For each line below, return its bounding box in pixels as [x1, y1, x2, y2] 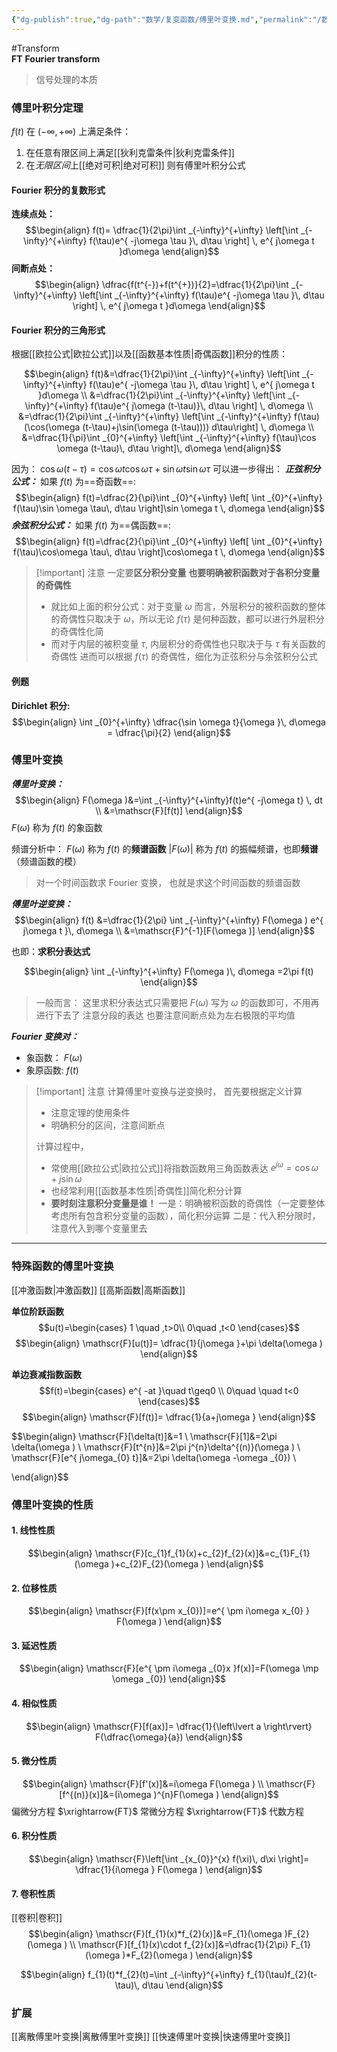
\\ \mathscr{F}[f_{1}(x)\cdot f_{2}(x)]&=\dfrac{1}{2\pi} [69, 1939, 289, 1951]
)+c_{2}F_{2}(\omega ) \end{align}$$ [110, 1557, 264, 1570]
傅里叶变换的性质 [11, 1497, 94, 1511]
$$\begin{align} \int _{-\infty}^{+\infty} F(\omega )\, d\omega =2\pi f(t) [24, 965, 314, 977]
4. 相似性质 [11, 1697, 58, 1709]
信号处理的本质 [35, 73, 98, 85]
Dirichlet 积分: [11, 699, 71, 711]
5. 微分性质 [11, 1755, 57, 1767]
